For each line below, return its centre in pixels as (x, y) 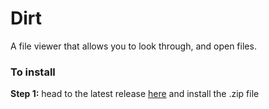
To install (33, 72)
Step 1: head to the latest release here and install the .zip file (135, 94)
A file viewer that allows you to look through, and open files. (133, 46)
